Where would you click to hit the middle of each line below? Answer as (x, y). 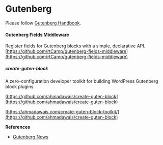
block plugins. (20, 86)
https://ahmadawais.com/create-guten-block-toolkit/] (63, 112)
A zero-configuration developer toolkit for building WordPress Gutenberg (82, 81)
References (18, 127)
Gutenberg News (30, 137)
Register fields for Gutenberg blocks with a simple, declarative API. (75, 46)
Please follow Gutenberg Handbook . (43, 23)
